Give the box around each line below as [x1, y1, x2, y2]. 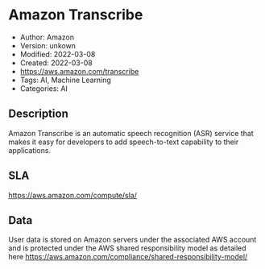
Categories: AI [19, 83, 68, 93]
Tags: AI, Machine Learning [19, 75, 111, 85]
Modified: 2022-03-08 [19, 49, 96, 59]
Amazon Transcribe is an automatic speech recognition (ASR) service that [8, 128, 254, 138]
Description [8, 107, 68, 121]
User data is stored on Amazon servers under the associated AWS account [8, 235, 257, 245]
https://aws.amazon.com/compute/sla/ [8, 190, 138, 200]
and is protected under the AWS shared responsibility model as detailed [8, 243, 247, 253]
